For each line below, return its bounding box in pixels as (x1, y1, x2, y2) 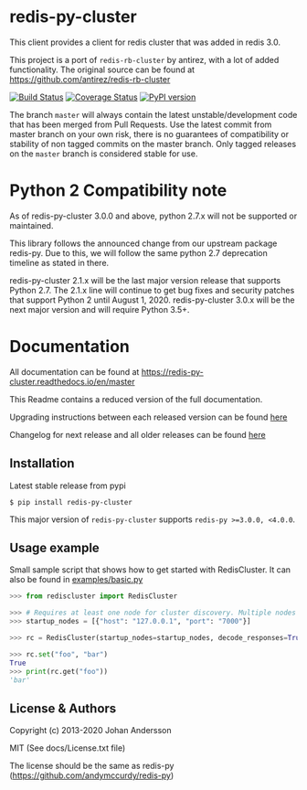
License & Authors (9, 700, 117, 716)
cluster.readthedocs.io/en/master (9, 376, 135, 387)
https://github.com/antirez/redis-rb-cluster (9, 73, 171, 84)
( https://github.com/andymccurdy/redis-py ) (9, 770, 175, 781)
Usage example (9, 540, 101, 556)
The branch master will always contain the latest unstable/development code (9, 109, 298, 120)
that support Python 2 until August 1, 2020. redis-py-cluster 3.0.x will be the (9, 294, 295, 305)
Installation (9, 455, 75, 472)
